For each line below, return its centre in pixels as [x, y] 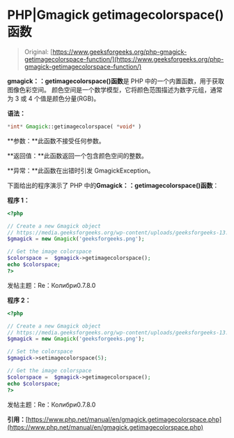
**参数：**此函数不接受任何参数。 [56, 140]
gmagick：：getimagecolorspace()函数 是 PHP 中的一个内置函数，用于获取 [116, 81]
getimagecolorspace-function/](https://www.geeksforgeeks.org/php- [124, 59]
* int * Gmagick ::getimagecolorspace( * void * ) [74, 126]
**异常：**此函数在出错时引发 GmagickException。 [81, 170]
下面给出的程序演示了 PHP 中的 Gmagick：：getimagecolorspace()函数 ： [113, 185]
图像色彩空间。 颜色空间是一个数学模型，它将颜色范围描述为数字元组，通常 [115, 89]
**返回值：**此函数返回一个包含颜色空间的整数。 [78, 155]
